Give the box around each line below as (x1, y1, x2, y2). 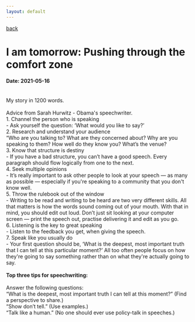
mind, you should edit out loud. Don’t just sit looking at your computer (6, 209, 175, 216)
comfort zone (6, 58, 73, 71)
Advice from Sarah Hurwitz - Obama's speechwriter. (6, 109, 133, 116)
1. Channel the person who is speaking (6, 116, 100, 123)
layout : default (6, 8, 46, 15)
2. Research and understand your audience (6, 128, 111, 135)
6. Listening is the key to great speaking (6, 222, 102, 229)
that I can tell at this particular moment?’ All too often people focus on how (6, 247, 186, 254)
